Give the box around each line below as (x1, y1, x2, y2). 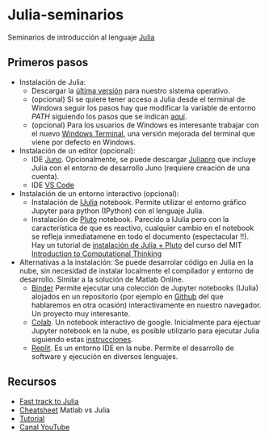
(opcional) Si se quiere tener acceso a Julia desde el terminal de (31, 94, 246, 104)
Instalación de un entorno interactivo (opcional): (19, 188, 179, 199)
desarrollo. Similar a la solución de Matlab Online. (19, 274, 184, 284)
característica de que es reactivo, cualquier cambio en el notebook (31, 223, 254, 232)
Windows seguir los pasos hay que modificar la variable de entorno (31, 102, 256, 112)
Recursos (7, 375, 57, 389)
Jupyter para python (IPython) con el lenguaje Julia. (31, 206, 205, 215)
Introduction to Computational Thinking (31, 249, 162, 258)
